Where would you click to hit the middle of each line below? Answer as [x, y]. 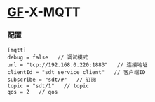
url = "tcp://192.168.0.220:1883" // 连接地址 [77, 65]
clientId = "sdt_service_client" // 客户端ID [76, 73]
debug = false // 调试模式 [48, 58]
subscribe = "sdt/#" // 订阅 [52, 80]
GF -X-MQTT [44, 12]
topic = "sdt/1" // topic [48, 86]
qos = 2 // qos [33, 92]
